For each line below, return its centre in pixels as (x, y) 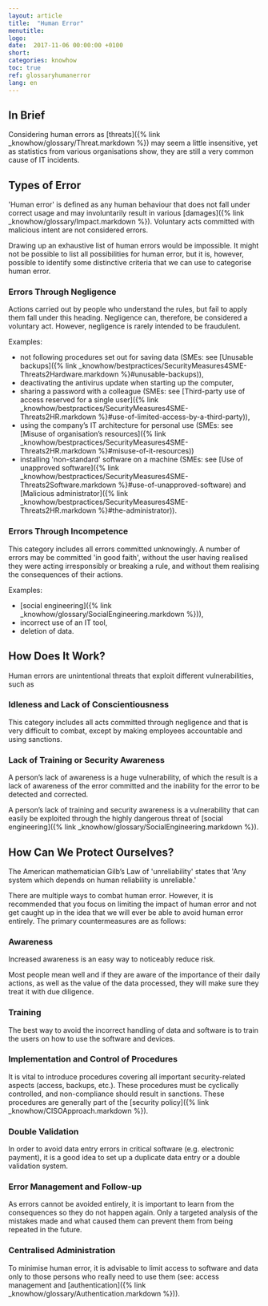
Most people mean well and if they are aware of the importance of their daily (134, 975)
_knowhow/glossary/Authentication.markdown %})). (94, 1293)
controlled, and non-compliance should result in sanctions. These (116, 1094)
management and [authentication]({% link (77, 1285)
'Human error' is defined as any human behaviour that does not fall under (129, 204)
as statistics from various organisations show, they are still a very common (131, 151)
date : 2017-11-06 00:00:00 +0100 (66, 46)
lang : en (23, 83)
